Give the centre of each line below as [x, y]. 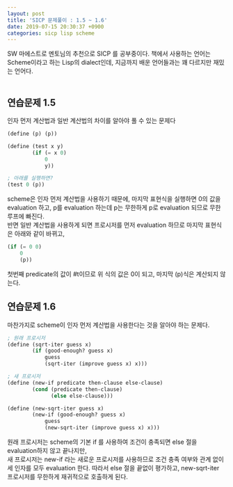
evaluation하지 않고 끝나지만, [47, 450]
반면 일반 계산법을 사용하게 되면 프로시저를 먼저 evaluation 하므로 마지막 [105, 225]
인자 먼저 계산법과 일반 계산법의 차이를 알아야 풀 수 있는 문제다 [91, 121]
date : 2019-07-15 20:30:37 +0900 [56, 26]
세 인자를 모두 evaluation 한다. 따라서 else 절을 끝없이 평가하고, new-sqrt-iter [113, 468]
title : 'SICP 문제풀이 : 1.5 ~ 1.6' [57, 20]
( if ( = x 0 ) [50, 153]
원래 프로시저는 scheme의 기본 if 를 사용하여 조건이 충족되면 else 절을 [102, 442]
